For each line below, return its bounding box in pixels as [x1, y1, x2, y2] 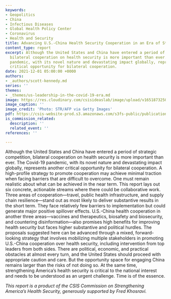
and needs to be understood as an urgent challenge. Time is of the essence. [5, 273, 165, 279]
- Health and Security [5, 36, 53, 41]
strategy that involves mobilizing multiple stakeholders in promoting [22, 235, 164, 242]
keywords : [5, 7, 26, 13]
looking [5, 235, 21, 242]
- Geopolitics [5, 12, 36, 17]
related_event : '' [10, 126, 49, 131]
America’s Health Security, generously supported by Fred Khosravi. [5, 288, 147, 294]
